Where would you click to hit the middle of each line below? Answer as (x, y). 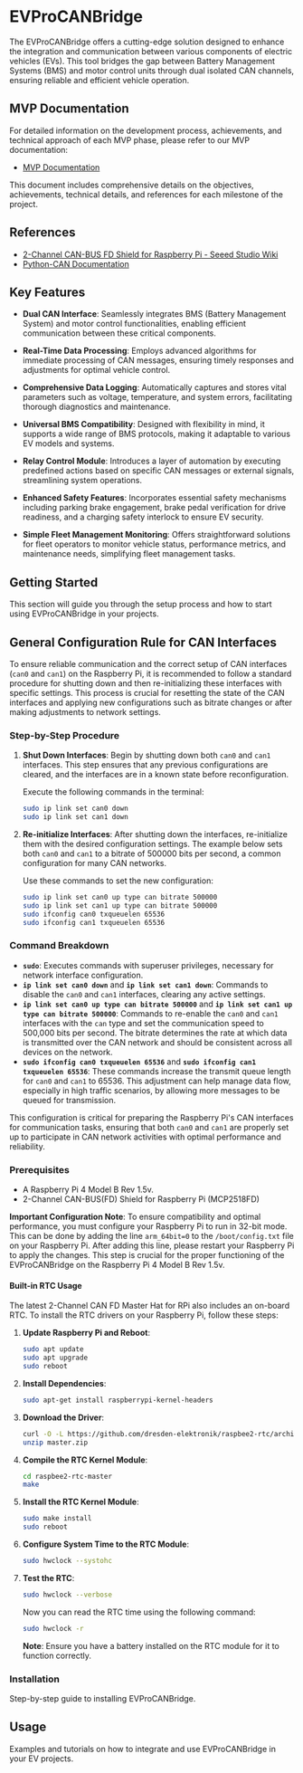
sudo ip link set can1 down (75, 817)
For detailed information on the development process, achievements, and (146, 130)
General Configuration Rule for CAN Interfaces (143, 642)
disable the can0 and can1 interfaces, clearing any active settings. (144, 994)
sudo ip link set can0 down (75, 809)
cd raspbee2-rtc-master (67, 1476)
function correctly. (57, 1655)
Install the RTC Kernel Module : (80, 1502)
